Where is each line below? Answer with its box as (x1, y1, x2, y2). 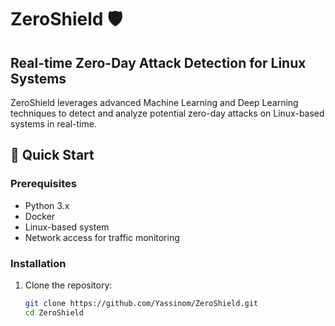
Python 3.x (24, 199, 70, 211)
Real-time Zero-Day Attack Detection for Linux (10, 54, 307, 71)
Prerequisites (10, 177, 77, 191)
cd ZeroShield (24, 307, 84, 318)
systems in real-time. (10, 118, 97, 130)
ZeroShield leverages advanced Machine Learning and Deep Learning (10, 97, 299, 108)
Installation (10, 256, 67, 270)
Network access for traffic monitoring (24, 231, 180, 243)
